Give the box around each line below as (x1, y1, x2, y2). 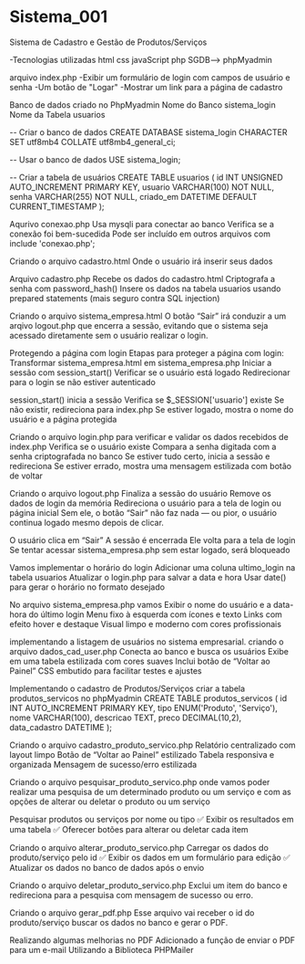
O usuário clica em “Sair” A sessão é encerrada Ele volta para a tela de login (9, 534, 296, 545)
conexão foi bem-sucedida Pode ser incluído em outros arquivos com (9, 228, 271, 239)
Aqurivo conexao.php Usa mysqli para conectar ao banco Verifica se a (9, 218, 275, 229)
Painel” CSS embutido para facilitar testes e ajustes (9, 665, 202, 676)
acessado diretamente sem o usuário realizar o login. (9, 330, 208, 341)
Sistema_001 (9, 6, 107, 27)
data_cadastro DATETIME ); (9, 721, 112, 732)
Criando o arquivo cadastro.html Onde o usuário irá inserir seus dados (9, 256, 273, 267)
